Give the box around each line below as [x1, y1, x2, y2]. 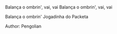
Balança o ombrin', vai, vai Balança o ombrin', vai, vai [5, 4, 113, 10]
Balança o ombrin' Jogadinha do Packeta [5, 14, 88, 19]
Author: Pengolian [5, 23, 42, 29]
